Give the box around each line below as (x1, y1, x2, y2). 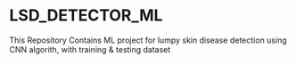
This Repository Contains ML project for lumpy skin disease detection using (9, 35, 287, 45)
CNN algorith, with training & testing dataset (9, 44, 171, 54)
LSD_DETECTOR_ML (9, 5, 163, 26)
